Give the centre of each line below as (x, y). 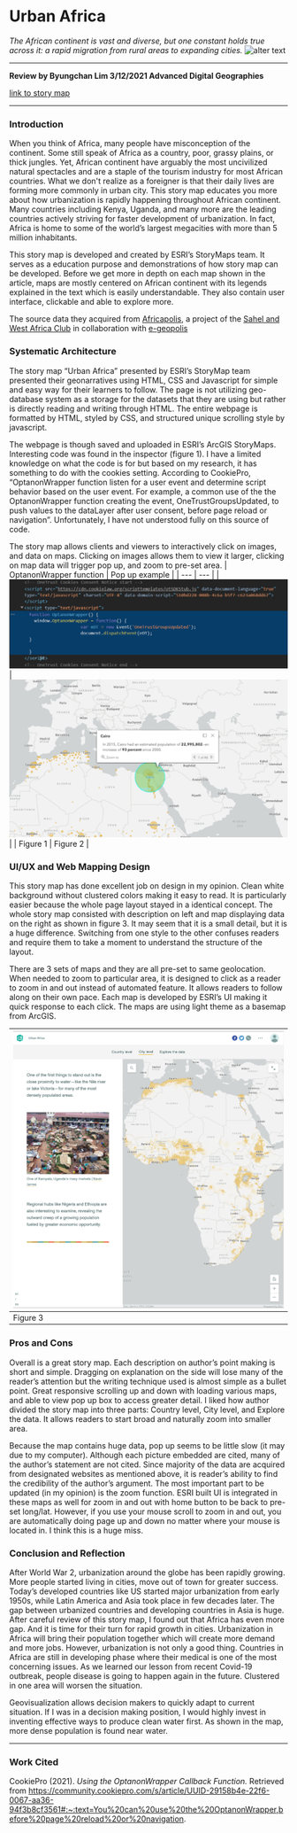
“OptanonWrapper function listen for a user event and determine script (138, 482)
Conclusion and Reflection (67, 1553)
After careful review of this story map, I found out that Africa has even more (147, 1619)
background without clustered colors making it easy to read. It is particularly (148, 896)
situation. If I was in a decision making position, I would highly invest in (138, 1713)
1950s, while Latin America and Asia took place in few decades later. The (142, 1601)
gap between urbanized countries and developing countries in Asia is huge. (147, 1611)
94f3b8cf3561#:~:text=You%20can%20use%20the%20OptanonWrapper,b (146, 1810)
